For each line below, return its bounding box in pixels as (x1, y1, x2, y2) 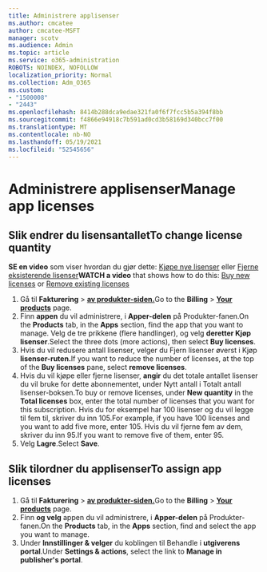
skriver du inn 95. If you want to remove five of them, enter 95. (19, 431, 225, 440)
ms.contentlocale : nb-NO (8, 130, 91, 138)
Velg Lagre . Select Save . (19, 439, 100, 448)
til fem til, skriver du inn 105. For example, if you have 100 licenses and (19, 413, 250, 423)
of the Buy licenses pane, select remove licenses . (19, 363, 188, 372)
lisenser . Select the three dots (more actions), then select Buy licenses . (19, 337, 256, 347)
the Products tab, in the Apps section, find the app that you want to (19, 320, 244, 330)
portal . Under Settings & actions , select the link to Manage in (19, 546, 222, 556)
